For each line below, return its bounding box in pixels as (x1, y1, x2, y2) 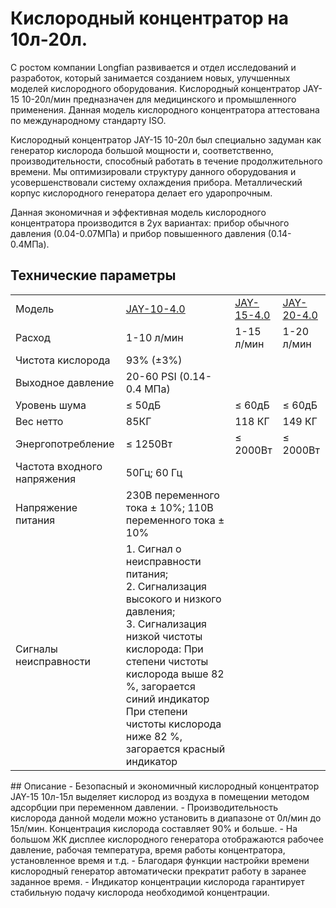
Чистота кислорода (15, 353, 111, 367)
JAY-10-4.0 (125, 302, 186, 316)
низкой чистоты (125, 629, 203, 643)
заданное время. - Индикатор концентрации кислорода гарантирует (10, 875, 305, 887)
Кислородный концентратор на (10, 7, 289, 30)
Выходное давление (15, 375, 115, 389)
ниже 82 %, (125, 729, 183, 743)
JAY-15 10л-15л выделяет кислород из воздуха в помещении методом (10, 790, 310, 802)
